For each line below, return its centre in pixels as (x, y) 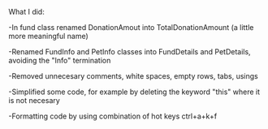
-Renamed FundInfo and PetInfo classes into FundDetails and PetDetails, (130, 52)
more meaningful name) (49, 36)
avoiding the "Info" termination (60, 60)
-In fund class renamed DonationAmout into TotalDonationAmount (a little (131, 27)
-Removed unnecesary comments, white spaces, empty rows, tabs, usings (133, 76)
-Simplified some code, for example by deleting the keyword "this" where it (134, 92)
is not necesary (35, 100)
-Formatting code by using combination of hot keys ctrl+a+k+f (113, 116)
